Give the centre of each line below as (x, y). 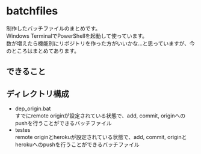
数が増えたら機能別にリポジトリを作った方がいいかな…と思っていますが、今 (101, 43)
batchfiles (32, 11)
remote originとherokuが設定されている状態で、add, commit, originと (101, 137)
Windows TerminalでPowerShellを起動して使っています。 (77, 36)
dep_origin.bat (33, 108)
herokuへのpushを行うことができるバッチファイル (77, 144)
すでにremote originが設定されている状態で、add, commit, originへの (100, 116)
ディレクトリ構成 (38, 94)
